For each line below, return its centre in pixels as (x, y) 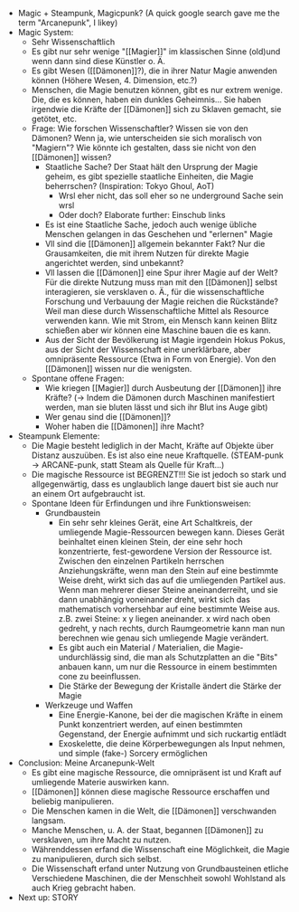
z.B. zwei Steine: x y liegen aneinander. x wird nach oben (164, 618)
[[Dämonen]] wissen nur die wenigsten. (118, 369)
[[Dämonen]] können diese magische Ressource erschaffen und (150, 792)
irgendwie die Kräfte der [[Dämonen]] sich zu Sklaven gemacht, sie (156, 109)
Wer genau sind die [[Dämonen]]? (108, 417)
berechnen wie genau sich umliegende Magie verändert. (164, 638)
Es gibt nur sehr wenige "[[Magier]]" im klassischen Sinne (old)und (156, 52)
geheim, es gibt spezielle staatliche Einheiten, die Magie (149, 176)
